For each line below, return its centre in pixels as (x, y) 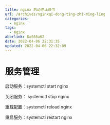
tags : (10, 28)
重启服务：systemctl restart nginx (39, 117)
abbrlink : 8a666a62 (25, 37)
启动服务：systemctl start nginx (37, 86)
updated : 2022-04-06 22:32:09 (36, 46)
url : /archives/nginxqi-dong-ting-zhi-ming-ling (55, 14)
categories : (17, 19)
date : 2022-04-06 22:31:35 (32, 42)
